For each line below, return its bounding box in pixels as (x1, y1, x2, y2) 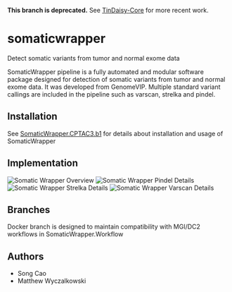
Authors (7, 250, 44, 262)
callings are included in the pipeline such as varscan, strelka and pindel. (7, 90, 216, 98)
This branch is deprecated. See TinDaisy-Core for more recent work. (7, 6, 209, 14)
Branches (7, 204, 51, 216)
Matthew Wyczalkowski (17, 276, 86, 285)
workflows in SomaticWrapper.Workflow (7, 230, 124, 238)
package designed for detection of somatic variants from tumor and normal (7, 75, 226, 83)
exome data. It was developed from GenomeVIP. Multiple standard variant (7, 83, 221, 91)
